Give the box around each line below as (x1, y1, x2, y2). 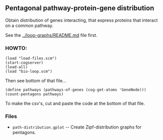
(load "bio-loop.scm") (5, 69, 52, 74)
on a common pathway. (5, 22, 53, 28)
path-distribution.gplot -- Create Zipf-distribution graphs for (12, 124, 141, 130)
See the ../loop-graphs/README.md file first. (5, 32, 97, 38)
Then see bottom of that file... (5, 78, 66, 84)
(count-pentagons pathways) (5, 92, 64, 97)
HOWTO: (5, 44, 27, 51)
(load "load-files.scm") (5, 56, 57, 61)
